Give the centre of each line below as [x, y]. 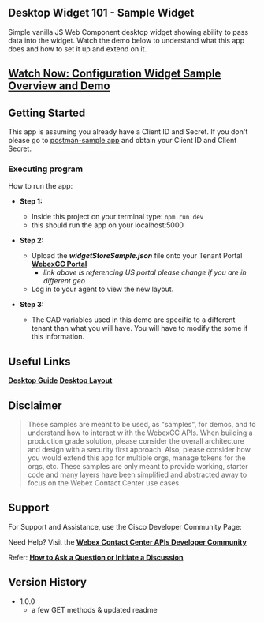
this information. [58, 337]
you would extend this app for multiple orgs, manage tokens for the [136, 458]
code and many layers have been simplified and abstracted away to [137, 474]
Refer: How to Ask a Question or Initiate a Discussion [96, 557]
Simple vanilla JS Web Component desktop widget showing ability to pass [128, 32]
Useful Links [39, 361]
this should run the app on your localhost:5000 [107, 225]
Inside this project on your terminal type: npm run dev [117, 217]
